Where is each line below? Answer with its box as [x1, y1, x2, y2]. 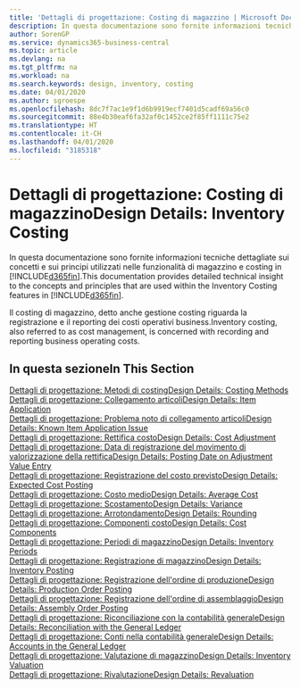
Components [9, 527, 57, 538]
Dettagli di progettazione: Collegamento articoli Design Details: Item [9, 394, 256, 405]
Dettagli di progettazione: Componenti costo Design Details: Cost [9, 518, 247, 528]
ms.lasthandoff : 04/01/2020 [9, 137, 114, 146]
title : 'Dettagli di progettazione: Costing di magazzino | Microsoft [9, 12, 278, 22]
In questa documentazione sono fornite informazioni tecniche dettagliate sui [9, 252, 290, 262]
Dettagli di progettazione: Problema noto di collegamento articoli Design [9, 413, 272, 424]
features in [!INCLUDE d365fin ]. [9, 289, 124, 300]
